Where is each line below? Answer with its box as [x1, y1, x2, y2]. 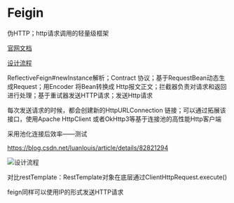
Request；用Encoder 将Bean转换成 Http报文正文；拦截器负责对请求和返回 [13, 82, 227, 90]
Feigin [7, 5, 44, 21]
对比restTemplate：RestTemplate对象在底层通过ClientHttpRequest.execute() [7, 173, 228, 181]
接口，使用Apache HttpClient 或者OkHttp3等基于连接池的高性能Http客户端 [7, 114, 222, 123]
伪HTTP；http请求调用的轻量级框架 [7, 29, 109, 37]
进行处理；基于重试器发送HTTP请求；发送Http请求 [7, 91, 153, 99]
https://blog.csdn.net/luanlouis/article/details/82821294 [7, 143, 169, 152]
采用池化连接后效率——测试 [7, 129, 88, 138]
